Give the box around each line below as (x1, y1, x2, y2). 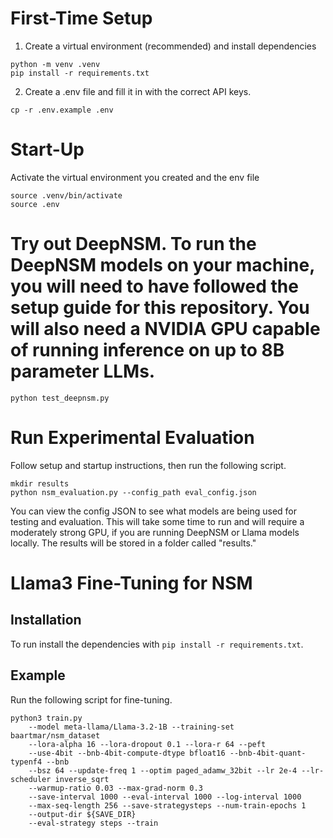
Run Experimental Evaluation (10, 427, 255, 449)
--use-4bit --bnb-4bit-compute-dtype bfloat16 (28, 748, 226, 758)
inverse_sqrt (54, 774, 110, 784)
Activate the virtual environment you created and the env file (10, 171, 260, 183)
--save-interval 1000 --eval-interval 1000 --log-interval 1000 (28, 792, 302, 802)
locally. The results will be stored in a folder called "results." (10, 537, 257, 549)
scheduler (10, 774, 52, 784)
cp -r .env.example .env (10, 105, 114, 115)
